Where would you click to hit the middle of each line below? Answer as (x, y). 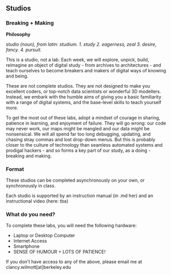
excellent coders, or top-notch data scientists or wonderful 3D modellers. (83, 91)
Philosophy (18, 34)
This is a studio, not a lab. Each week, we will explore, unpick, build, (78, 60)
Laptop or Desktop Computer (44, 235)
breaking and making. (29, 155)
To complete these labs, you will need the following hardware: (71, 226)
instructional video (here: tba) (37, 201)
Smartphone (26, 246)
